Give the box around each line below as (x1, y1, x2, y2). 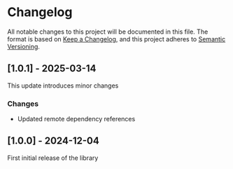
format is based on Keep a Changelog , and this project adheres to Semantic (7, 34, 226, 43)
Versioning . (7, 42, 41, 50)
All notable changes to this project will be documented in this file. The (7, 27, 209, 36)
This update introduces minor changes (7, 81, 119, 90)
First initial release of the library (7, 154, 99, 162)
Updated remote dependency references (17, 115, 136, 123)
